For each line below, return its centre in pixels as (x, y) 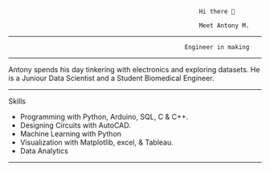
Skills (17, 101)
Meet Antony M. (224, 26)
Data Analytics (44, 151)
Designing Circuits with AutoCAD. (75, 125)
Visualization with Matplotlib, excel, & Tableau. (97, 142)
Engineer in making (217, 47)
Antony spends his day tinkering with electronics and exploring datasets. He (134, 69)
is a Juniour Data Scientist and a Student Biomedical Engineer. (111, 78)
